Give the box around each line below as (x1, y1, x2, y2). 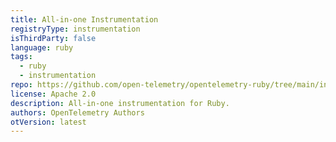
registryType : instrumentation (10, 24, 141, 34)
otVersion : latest (10, 117, 87, 127)
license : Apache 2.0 (10, 89, 97, 99)
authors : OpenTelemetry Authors (10, 107, 145, 118)
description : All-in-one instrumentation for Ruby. (10, 98, 230, 108)
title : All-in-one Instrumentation (10, 14, 159, 25)
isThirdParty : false (10, 33, 97, 43)
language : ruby (10, 42, 74, 53)
